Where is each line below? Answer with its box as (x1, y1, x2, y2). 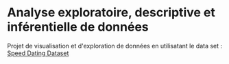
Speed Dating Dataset (7, 49, 69, 57)
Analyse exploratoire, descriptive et (7, 5, 216, 20)
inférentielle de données (7, 19, 149, 35)
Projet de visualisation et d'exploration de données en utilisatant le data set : (7, 42, 223, 50)
